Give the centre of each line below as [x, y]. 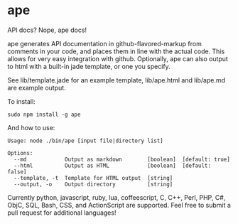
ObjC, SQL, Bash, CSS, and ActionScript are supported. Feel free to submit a [119, 205]
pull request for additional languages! [62, 213]
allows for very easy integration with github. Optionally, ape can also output [118, 58]
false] [17, 172]
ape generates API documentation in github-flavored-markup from [105, 43]
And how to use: [31, 127]
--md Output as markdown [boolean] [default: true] [122, 159]
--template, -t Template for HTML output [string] [93, 178]
